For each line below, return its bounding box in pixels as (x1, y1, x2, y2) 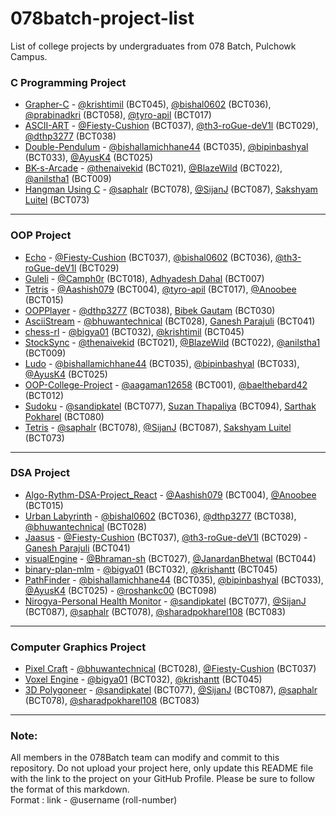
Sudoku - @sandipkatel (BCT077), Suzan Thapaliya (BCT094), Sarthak (24, 400, 317, 412)
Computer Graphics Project (10, 640, 147, 654)
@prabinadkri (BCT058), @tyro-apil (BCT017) (24, 109, 212, 121)
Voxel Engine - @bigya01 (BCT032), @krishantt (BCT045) (24, 673, 263, 686)
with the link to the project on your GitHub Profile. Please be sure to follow (10, 773, 316, 785)
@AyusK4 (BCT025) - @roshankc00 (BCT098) (24, 584, 218, 596)
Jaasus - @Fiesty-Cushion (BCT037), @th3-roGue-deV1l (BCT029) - (24, 531, 308, 543)
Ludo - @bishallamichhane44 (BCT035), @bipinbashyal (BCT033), (24, 357, 300, 369)
